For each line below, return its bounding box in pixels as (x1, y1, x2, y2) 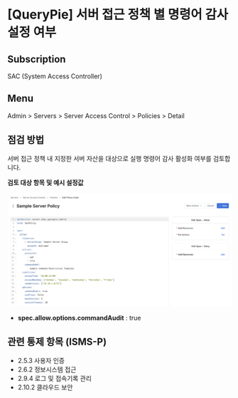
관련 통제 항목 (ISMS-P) (7, 336, 107, 348)
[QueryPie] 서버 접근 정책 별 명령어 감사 (7, 6, 229, 23)
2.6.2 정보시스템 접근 (17, 365, 77, 374)
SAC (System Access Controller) (7, 72, 103, 80)
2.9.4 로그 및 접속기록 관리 (17, 374, 92, 382)
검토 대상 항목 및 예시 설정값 (7, 178, 84, 187)
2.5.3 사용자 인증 (17, 356, 65, 365)
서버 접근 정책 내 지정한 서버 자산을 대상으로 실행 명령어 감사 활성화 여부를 (7, 154, 212, 162)
